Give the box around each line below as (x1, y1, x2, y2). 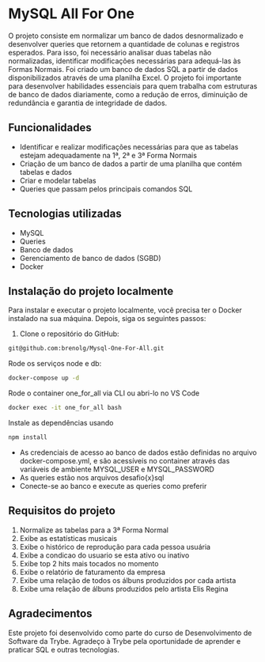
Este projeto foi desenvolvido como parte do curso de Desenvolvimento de (8, 628, 252, 637)
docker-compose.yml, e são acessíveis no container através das (19, 456, 230, 465)
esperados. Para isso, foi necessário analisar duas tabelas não (8, 47, 212, 57)
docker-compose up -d (8, 374, 80, 382)
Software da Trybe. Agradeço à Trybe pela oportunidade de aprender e (8, 636, 241, 645)
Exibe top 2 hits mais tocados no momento (19, 558, 159, 568)
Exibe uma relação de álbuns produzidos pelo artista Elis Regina (19, 584, 229, 593)
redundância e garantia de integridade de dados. (8, 98, 168, 108)
